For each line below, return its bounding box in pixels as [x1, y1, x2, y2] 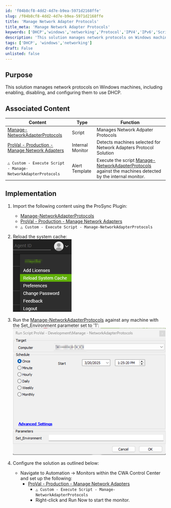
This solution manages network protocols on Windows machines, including [5, 84, 163, 90]
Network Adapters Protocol [96, 145, 154, 151]
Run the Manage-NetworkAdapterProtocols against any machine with [12, 317, 159, 323]
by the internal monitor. [96, 173, 146, 179]
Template [72, 168, 92, 174]
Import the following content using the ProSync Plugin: [12, 203, 127, 209]
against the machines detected [96, 168, 161, 174]
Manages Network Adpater [96, 127, 154, 132]
